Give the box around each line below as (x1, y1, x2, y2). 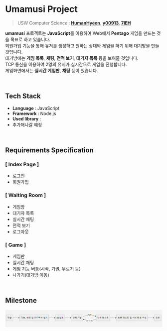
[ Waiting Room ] (5, 192, 46, 199)
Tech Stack (5, 92, 41, 101)
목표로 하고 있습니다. (10, 36, 51, 42)
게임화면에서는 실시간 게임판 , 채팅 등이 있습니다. (5, 67, 98, 73)
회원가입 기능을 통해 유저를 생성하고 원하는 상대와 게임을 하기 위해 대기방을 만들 (5, 42, 160, 48)
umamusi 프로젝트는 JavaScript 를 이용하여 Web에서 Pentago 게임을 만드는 (5, 30, 156, 36)
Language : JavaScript (12, 105, 60, 111)
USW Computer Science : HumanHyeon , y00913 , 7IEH (17, 20, 131, 26)
